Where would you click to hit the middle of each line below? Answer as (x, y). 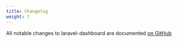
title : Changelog (27, 11)
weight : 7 (18, 17)
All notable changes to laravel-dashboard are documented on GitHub (89, 33)
